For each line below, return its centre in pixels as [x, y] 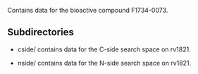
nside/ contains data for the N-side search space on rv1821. [104, 63]
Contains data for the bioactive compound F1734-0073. [88, 10]
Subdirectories [41, 32]
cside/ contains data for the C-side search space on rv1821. [104, 49]
